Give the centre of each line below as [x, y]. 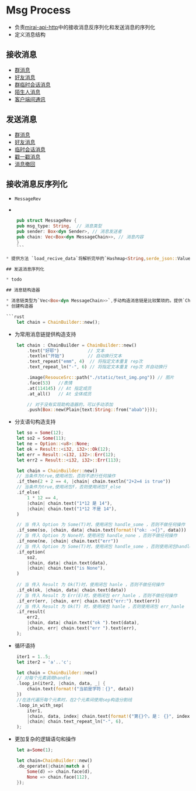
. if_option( [31, 552]
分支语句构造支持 [35, 422]
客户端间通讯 [30, 99]
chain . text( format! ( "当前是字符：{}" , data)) [80, 689]
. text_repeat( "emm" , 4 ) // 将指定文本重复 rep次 [85, 362]
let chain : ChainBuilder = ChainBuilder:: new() [77, 345]
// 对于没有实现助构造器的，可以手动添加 [70, 405]
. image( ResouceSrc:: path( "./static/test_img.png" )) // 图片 [101, 378]
